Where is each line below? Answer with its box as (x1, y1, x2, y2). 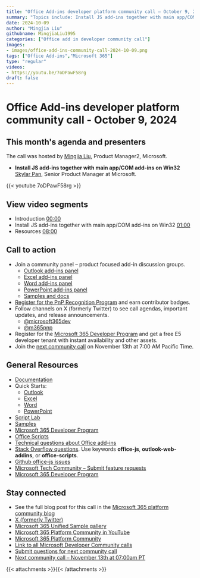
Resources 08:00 (14, 227, 58, 235)
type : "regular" (6, 58, 46, 64)
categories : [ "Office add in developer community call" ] (6, 36, 151, 42)
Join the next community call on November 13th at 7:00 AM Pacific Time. (14, 343, 194, 350)
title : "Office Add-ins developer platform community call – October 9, (6, 8, 190, 15)
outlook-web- (142, 445, 177, 453)
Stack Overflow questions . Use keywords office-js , (14, 445, 141, 453)
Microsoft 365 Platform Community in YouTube (14, 529, 130, 536)
